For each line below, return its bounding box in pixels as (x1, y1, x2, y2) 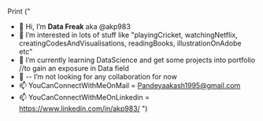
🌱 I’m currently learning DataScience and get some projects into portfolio (18, 55, 256, 64)
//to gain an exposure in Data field (18, 64, 129, 73)
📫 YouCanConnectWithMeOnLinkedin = (18, 93, 150, 101)
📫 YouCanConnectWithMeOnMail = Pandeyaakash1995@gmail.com (18, 81, 241, 90)
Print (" (7, 7, 31, 16)
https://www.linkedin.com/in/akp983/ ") (18, 104, 148, 113)
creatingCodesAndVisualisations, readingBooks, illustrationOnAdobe (18, 38, 242, 48)
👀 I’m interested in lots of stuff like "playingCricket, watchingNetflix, (18, 31, 238, 39)
